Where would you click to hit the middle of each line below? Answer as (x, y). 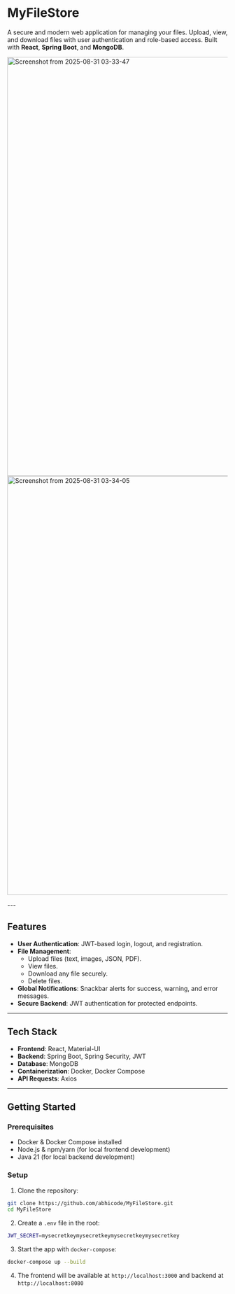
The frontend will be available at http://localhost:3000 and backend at (120, 1276)
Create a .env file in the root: (58, 1223)
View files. (43, 966)
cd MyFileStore (29, 1210)
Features (27, 927)
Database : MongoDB (48, 1063)
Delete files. (45, 980)
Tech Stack (32, 1032)
